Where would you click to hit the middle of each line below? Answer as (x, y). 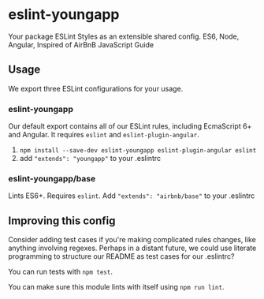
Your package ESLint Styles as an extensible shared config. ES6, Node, (124, 36)
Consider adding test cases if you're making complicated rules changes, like (132, 240)
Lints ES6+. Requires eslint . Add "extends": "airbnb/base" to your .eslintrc (132, 196)
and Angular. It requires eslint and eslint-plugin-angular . (104, 135)
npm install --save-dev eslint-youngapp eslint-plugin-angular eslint (138, 151)
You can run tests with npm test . (60, 272)
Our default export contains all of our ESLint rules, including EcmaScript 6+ (130, 126)
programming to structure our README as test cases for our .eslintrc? (121, 256)
